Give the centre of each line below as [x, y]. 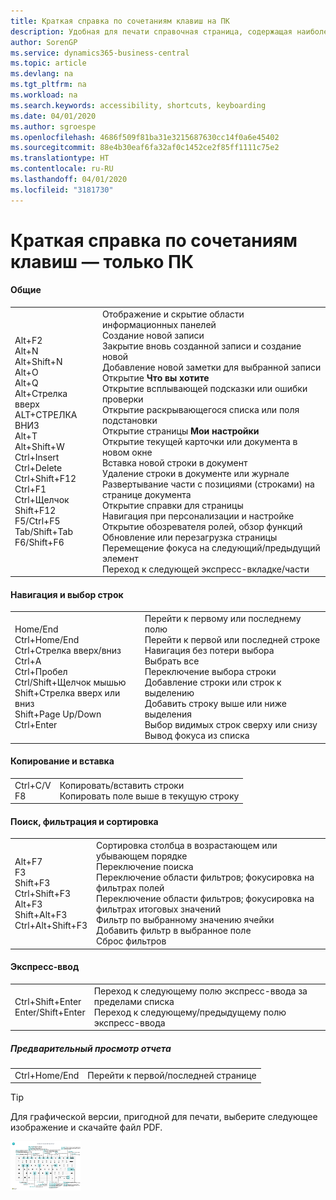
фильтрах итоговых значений [159, 909]
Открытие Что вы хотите [155, 377]
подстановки [129, 420]
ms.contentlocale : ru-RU [62, 169]
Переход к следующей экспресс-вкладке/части [205, 569]
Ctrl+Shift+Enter [48, 1001]
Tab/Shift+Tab [43, 532]
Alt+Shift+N [38, 362]
